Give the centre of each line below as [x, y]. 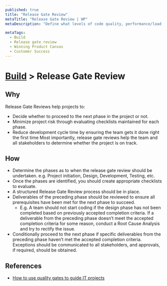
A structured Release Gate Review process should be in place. [76, 192]
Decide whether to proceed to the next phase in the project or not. [80, 116]
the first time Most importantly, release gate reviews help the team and [85, 137]
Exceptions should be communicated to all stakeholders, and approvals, [86, 245]
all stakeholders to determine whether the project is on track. [75, 142]
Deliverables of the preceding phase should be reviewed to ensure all [84, 197]
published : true [22, 10]
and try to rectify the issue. [48, 229]
